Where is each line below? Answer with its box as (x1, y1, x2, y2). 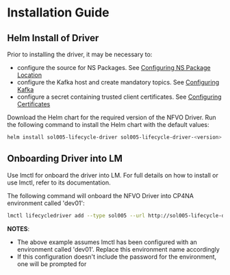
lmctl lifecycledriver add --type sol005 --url (7, 212, 146, 219)
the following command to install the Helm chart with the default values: (7, 121, 210, 128)
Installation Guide (7, 5, 110, 21)
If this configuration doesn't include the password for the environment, (16, 252, 217, 261)
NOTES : (7, 224, 30, 232)
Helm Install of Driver (7, 32, 99, 44)
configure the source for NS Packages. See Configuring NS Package (16, 64, 211, 71)
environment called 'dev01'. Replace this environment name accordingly (16, 245, 220, 253)
